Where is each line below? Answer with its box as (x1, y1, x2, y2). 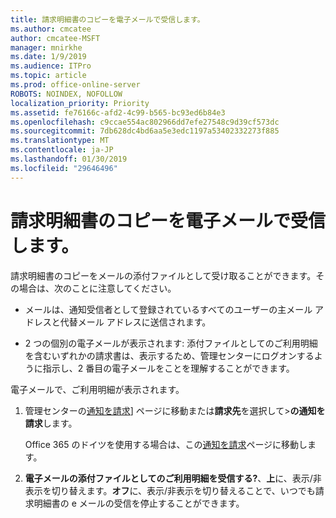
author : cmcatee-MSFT (10, 33, 101, 43)
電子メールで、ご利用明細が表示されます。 (10, 383, 185, 395)
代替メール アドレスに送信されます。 (59, 316, 212, 328)
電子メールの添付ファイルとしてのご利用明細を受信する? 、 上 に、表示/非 (24, 472, 322, 484)
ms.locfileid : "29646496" (10, 163, 118, 173)
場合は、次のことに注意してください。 (18, 282, 177, 294)
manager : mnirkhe (10, 42, 83, 53)
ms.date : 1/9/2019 (10, 52, 87, 62)
